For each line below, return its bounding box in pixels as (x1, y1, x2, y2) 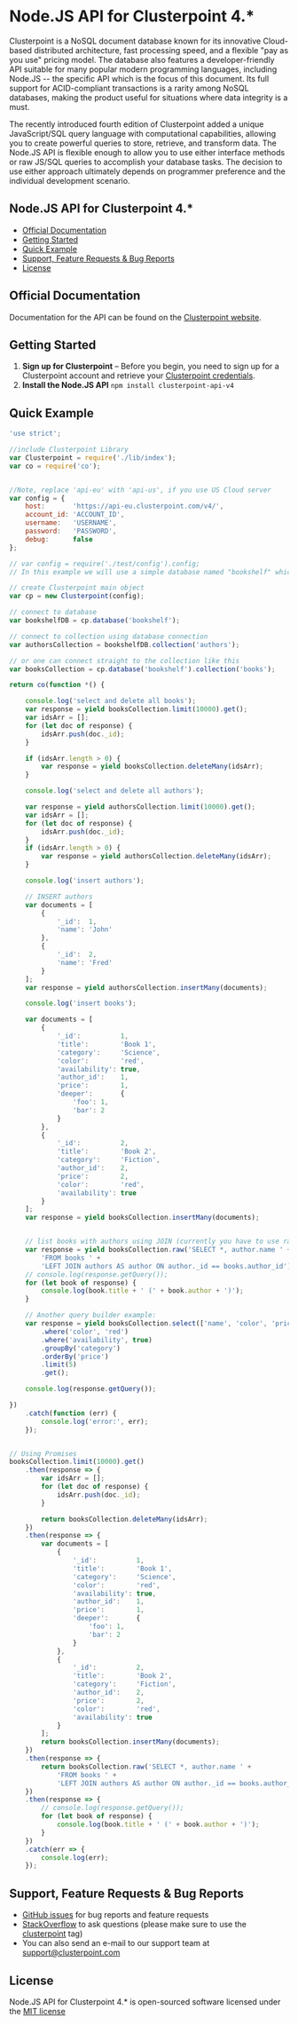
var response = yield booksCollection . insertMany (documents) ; (25, 1214, 260, 1222)
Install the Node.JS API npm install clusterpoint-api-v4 (21, 380, 235, 391)
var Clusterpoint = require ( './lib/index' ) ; (9, 453, 176, 463)
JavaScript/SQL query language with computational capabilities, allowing (9, 128, 277, 138)
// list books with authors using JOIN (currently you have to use (25, 1237, 279, 1246)
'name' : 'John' (56, 925, 114, 934)
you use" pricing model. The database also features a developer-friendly (9, 54, 275, 65)
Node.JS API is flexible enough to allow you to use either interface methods (9, 146, 286, 157)
